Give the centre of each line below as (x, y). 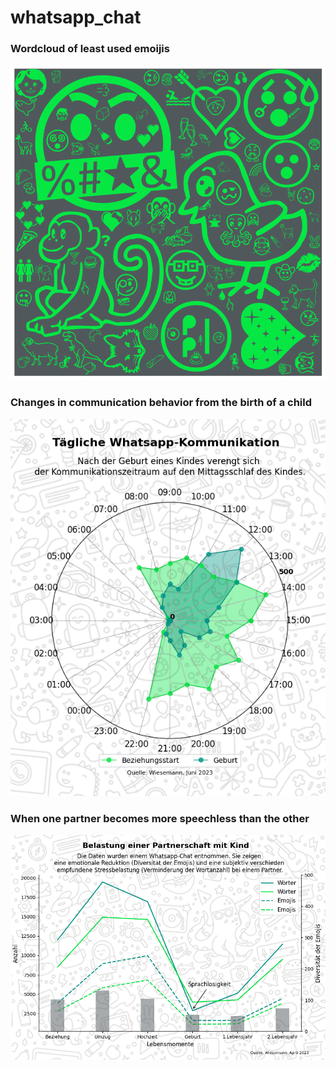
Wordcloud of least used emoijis (90, 49)
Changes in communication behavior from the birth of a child (161, 403)
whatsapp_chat (76, 17)
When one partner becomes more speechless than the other (160, 818)
